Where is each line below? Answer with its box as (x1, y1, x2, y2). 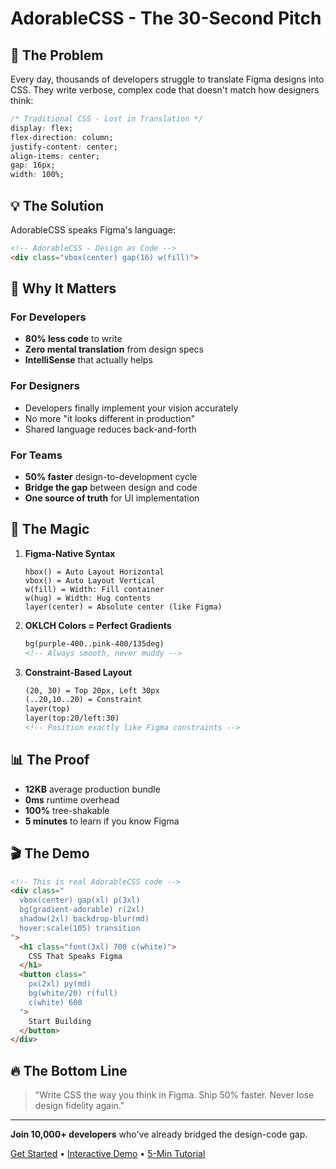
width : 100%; (10, 170, 65, 180)
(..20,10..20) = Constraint (24, 695, 142, 705)
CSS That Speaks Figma (28, 951, 123, 961)
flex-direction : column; (10, 132, 114, 142)
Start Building (28, 1016, 92, 1026)
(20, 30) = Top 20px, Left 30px (24, 685, 160, 696)
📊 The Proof (10, 752, 90, 769)
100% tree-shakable (24, 804, 110, 816)
